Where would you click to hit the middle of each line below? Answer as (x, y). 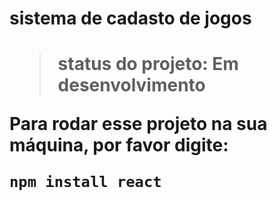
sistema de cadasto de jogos (130, 18)
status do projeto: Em (148, 64)
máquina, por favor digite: (119, 145)
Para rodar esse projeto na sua (138, 124)
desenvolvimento (131, 85)
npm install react (85, 182)
